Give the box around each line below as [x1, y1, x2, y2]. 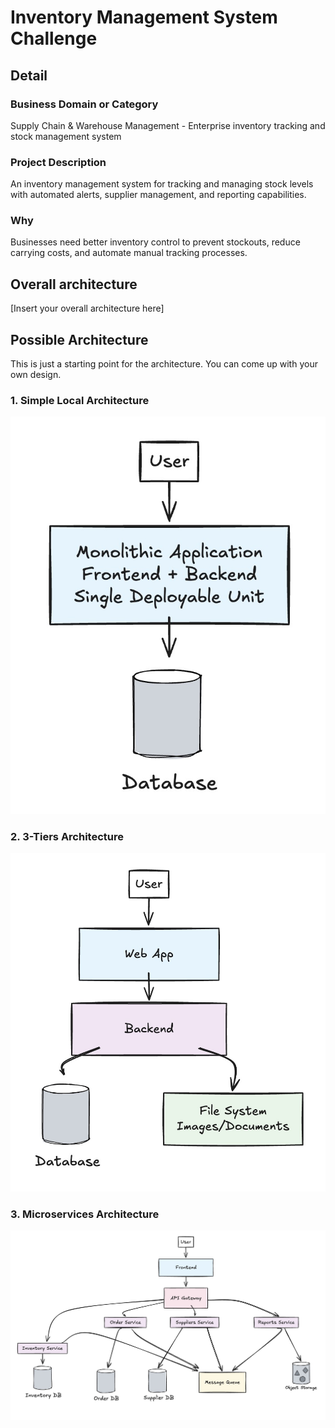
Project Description [10, 155, 107, 169]
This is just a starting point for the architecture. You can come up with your [10, 358, 318, 370]
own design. [10, 369, 62, 381]
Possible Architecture [10, 331, 149, 348]
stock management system [10, 130, 122, 142]
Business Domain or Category [10, 97, 159, 111]
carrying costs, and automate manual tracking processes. [10, 247, 248, 259]
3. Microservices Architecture [10, 1207, 160, 1221]
